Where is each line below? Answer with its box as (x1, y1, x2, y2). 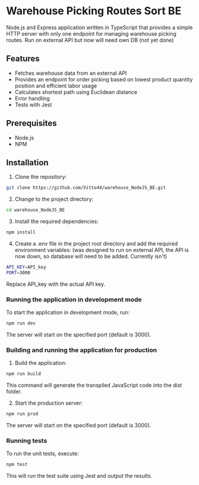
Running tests (6, 436, 48, 445)
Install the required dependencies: (14, 218, 99, 225)
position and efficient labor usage (14, 82, 97, 89)
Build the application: (14, 360, 67, 367)
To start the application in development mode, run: (6, 309, 130, 316)
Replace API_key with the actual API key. (6, 281, 106, 288)
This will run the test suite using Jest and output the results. (6, 473, 153, 480)
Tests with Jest (14, 101, 52, 108)
